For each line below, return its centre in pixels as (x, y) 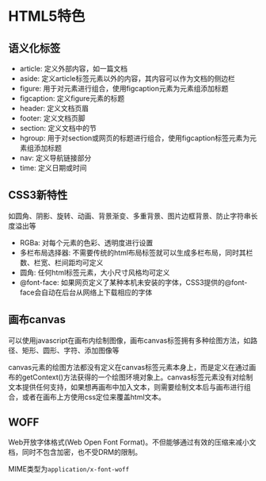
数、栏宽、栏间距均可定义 (61, 262)
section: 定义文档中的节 (58, 128)
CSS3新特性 (38, 195)
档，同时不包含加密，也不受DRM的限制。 (75, 452)
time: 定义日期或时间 (53, 168)
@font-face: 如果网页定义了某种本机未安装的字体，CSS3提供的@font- (133, 282)
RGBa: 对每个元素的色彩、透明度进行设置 (86, 242)
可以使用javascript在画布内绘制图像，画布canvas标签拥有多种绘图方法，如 (129, 340)
